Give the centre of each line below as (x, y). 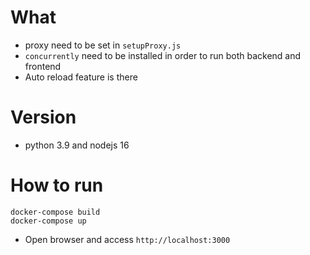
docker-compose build (55, 212)
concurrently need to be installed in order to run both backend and (163, 55)
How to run (57, 185)
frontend (43, 66)
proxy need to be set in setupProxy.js (103, 45)
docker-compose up (48, 221)
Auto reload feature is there (81, 77)
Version (43, 117)
